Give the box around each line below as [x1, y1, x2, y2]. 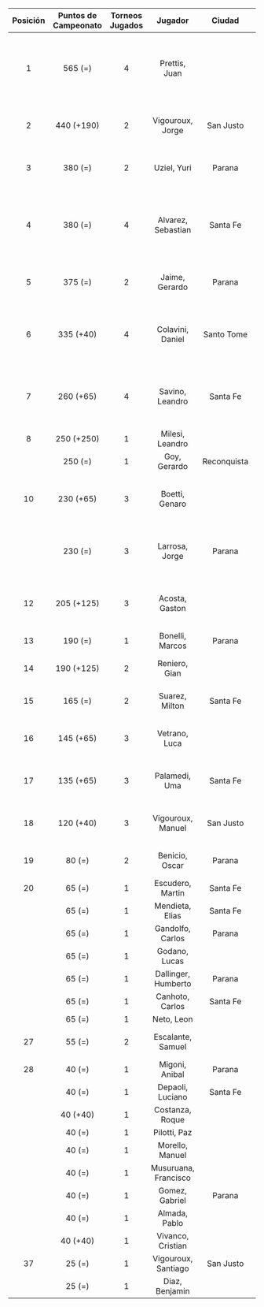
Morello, [157, 1140, 189, 1150]
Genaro [159, 498, 187, 509]
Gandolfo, [154, 923, 191, 933]
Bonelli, [159, 631, 187, 641]
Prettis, [159, 58, 186, 69]
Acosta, [158, 593, 187, 604]
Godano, [156, 946, 189, 956]
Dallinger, [155, 969, 191, 979]
